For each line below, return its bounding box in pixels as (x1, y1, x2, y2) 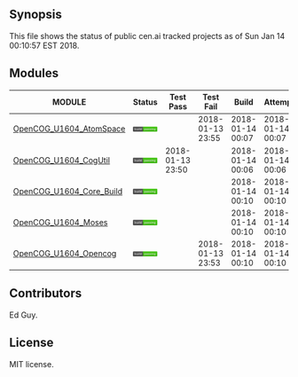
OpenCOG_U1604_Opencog (12, 248, 117, 259)
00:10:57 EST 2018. (9, 40, 80, 51)
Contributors (9, 286, 82, 301)
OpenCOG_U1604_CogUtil (12, 154, 111, 165)
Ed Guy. (9, 310, 38, 320)
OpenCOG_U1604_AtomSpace (12, 123, 126, 134)
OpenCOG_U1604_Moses (12, 217, 108, 228)
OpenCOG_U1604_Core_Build (12, 185, 122, 196)
